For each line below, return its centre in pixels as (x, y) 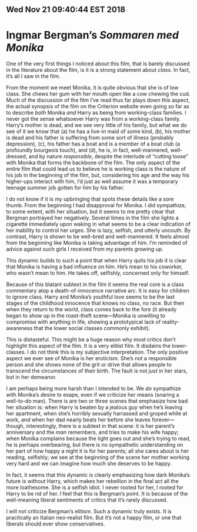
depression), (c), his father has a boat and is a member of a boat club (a (93, 144)
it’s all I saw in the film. (33, 77)
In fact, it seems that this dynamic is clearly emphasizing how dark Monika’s (98, 475)
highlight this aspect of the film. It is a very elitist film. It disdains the (88, 346)
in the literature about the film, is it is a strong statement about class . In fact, (98, 70)
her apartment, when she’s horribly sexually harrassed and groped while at (97, 414)
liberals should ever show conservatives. (56, 524)
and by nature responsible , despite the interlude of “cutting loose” (108, 157)
